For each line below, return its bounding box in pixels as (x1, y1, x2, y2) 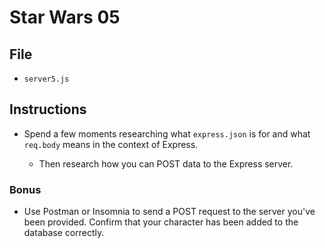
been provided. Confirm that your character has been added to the (23, 216, 299, 228)
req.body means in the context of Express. (23, 138, 199, 150)
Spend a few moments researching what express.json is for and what (23, 127, 311, 140)
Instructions (9, 101, 87, 118)
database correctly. (23, 227, 105, 239)
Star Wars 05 (9, 6, 121, 29)
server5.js (23, 74, 70, 84)
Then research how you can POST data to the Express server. (38, 157, 294, 170)
